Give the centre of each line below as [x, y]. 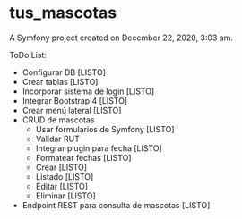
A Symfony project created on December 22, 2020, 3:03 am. [121, 38]
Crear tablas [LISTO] [60, 81]
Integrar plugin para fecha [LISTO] [99, 148]
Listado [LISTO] [65, 176]
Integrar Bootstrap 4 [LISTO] [75, 100]
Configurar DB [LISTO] [64, 72]
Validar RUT [58, 139]
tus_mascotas [63, 13]
